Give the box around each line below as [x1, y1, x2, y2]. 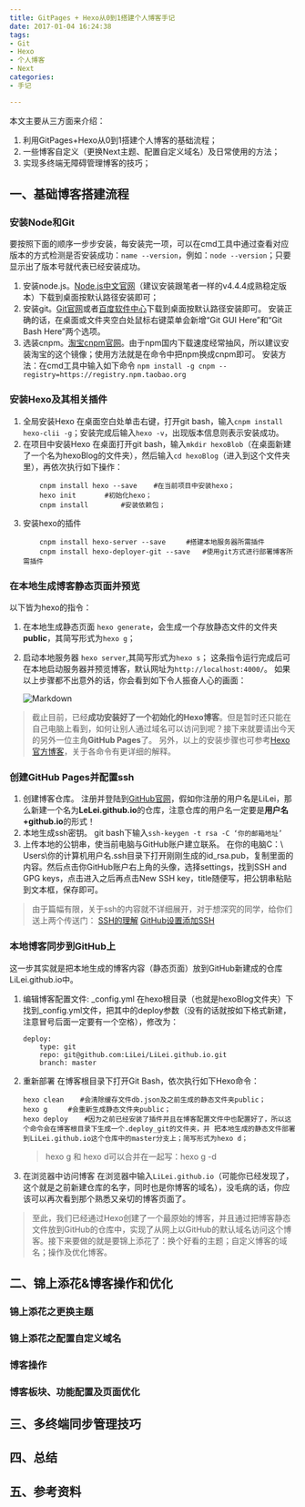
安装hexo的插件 [22, 517, 82, 528]
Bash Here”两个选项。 [22, 326, 107, 337]
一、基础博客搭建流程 [9, 187, 129, 202]
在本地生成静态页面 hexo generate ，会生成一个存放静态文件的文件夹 [22, 621, 278, 632]
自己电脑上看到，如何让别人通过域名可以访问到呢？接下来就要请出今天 [31, 723, 296, 734]
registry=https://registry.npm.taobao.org [22, 371, 187, 380]
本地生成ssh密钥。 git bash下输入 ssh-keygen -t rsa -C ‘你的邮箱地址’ [22, 828, 283, 839]
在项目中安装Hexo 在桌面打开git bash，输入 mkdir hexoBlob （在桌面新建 [22, 438, 291, 449]
